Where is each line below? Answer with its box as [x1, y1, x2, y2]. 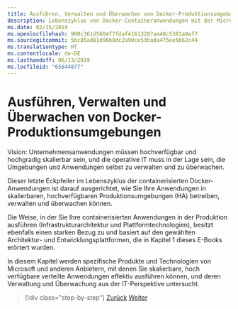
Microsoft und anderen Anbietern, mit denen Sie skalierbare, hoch [7, 264, 200, 273]
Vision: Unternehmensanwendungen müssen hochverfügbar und [7, 147, 197, 156]
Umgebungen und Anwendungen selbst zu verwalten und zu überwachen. [7, 163, 225, 171]
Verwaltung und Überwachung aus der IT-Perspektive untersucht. [7, 279, 200, 288]
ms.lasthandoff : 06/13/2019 [7, 57, 91, 64]
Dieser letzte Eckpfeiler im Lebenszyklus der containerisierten [7, 176, 189, 185]
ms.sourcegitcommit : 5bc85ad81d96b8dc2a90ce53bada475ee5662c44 [7, 37, 198, 44]
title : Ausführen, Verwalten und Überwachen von [7, 10, 154, 18]
